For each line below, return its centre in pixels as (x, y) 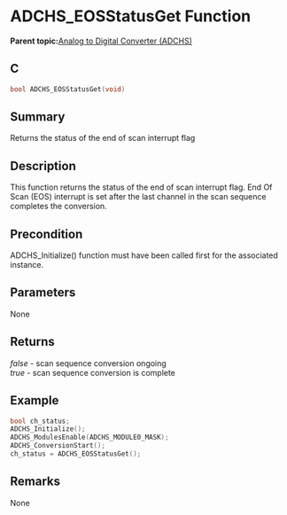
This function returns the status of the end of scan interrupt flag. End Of (141, 187)
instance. (27, 265)
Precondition (47, 234)
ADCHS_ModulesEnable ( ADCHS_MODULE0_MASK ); (89, 437)
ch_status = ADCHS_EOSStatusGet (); (76, 454)
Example (35, 401)
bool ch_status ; (40, 421)
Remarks (35, 482)
